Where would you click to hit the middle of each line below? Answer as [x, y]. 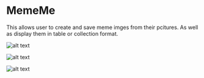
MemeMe [31, 11]
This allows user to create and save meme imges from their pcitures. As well [102, 27]
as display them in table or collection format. [62, 33]
